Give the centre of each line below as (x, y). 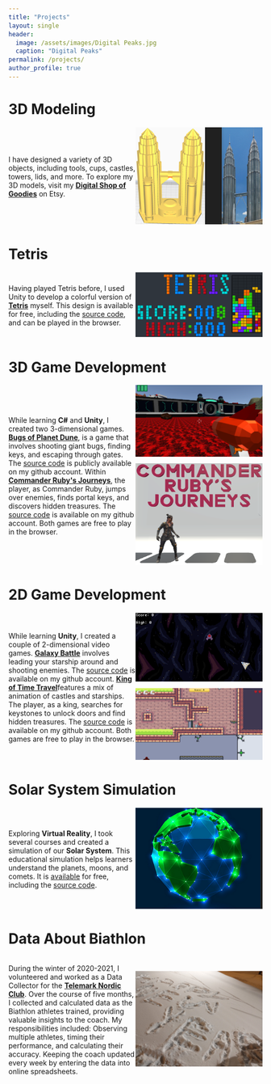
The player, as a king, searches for (66, 704)
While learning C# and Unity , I (58, 420)
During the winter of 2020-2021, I (64, 968)
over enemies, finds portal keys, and (69, 497)
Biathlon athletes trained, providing (67, 1011)
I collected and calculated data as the (71, 1002)
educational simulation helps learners (71, 859)
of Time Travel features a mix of (61, 687)
